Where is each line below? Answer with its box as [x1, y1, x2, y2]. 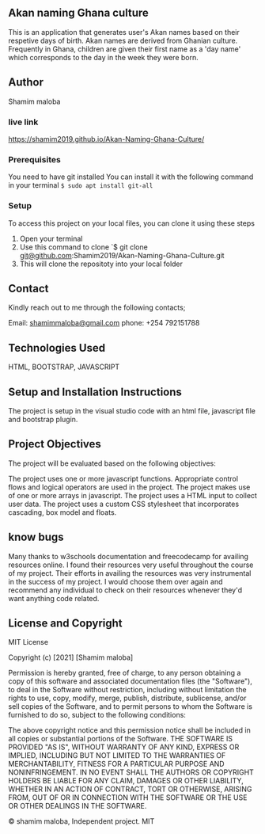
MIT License [8, 638, 49, 647]
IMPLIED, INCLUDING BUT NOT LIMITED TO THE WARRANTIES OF [8, 751, 226, 760]
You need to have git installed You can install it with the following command [8, 172, 254, 181]
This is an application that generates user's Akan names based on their [8, 27, 240, 36]
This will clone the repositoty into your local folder [19, 259, 184, 268]
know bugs [8, 531, 65, 544]
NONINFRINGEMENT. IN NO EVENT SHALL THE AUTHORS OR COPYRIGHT [8, 767, 255, 777]
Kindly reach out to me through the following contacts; [8, 303, 186, 312]
